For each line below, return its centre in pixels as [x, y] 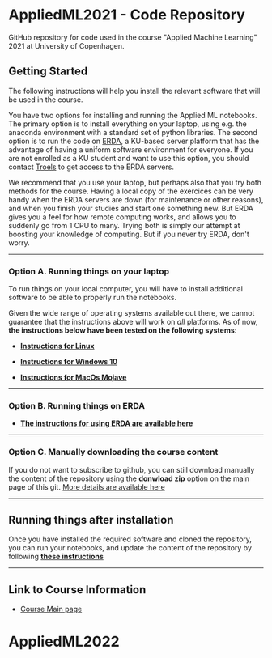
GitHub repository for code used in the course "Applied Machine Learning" [133, 37]
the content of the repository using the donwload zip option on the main [129, 478]
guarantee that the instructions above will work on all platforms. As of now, [133, 322]
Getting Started [48, 72]
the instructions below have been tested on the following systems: [123, 330]
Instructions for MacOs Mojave [73, 377]
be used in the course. [46, 100]
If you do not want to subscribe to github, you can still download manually [132, 469]
